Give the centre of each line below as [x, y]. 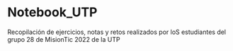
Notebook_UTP [52, 12]
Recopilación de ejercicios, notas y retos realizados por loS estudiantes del [117, 32]
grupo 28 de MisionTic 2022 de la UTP [64, 39]
